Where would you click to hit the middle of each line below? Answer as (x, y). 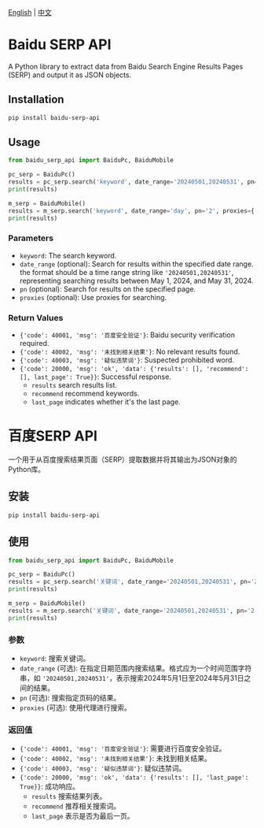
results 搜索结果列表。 (69, 796)
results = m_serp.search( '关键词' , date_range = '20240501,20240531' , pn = (128, 611)
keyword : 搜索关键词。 (55, 659)
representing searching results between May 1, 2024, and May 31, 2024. (136, 280)
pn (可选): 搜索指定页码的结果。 (70, 698)
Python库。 (27, 470)
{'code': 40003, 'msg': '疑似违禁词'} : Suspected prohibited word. (126, 360)
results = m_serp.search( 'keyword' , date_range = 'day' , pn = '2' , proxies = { (132, 211)
